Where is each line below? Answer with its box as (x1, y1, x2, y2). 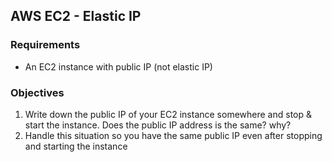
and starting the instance (24, 140, 128, 152)
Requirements (10, 38, 81, 52)
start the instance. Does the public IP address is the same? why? (24, 119, 292, 131)
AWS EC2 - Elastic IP (10, 8, 142, 25)
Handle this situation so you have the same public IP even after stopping (24, 129, 323, 141)
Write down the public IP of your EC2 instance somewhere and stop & (24, 108, 312, 120)
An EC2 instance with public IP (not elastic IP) (24, 60, 213, 73)
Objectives (10, 85, 65, 99)
